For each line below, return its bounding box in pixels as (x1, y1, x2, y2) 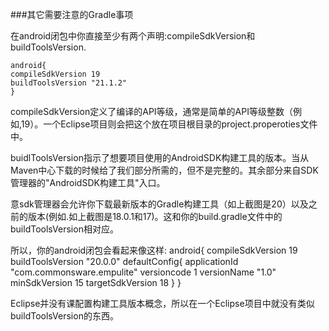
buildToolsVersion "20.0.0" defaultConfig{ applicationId (10, 256, 239, 267)
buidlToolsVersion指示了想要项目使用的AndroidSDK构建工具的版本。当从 (10, 152, 310, 163)
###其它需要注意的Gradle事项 (10, 9, 134, 20)
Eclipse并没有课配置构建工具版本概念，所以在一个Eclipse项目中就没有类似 (10, 298, 315, 309)
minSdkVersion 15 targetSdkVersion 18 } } (10, 277, 182, 288)
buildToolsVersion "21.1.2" (10, 78, 128, 88)
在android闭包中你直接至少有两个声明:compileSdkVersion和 (10, 30, 256, 42)
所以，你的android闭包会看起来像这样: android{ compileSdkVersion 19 (10, 244, 298, 256)
